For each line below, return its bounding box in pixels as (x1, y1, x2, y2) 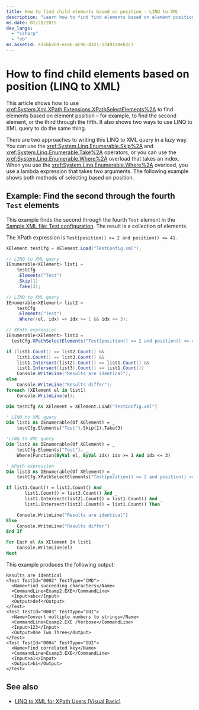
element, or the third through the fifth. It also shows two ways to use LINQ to (6, 118, 192, 125)
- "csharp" (11, 31, 38, 37)
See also (6, 682, 38, 692)
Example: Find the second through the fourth (6, 191, 176, 202)
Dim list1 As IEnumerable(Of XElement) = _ (6, 420, 115, 426)
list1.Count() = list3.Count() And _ (24, 490, 118, 497)
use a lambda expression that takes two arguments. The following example (6, 167, 189, 175)
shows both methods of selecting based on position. (6, 174, 134, 181)
